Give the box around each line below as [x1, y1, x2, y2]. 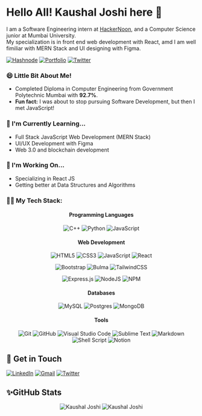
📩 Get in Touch [6, 353, 62, 364]
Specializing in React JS [14, 174, 75, 182]
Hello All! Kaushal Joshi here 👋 [6, 5, 163, 19]
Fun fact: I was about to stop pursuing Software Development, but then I [14, 98, 195, 105]
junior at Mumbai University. [6, 31, 77, 39]
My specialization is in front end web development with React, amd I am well [6, 38, 196, 45]
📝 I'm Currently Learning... [6, 120, 86, 128]
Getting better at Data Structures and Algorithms [14, 181, 136, 188]
